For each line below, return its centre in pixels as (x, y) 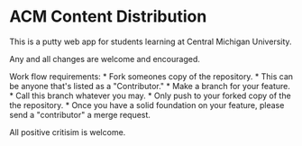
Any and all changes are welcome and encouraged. (105, 59)
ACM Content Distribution (108, 17)
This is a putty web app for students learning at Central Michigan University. (151, 41)
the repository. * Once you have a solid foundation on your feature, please (147, 105)
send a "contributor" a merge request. (80, 114)
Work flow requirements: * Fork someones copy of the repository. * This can (151, 76)
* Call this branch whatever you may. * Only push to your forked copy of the (150, 96)
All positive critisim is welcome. (68, 132)
